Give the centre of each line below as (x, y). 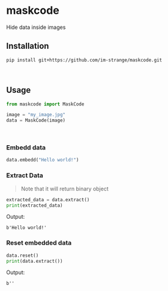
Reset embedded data (39, 243)
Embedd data (26, 148)
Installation (28, 46)
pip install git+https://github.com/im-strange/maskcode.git (84, 60)
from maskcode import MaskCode (45, 104)
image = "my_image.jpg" (36, 115)
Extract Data (25, 175)
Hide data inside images (36, 27)
